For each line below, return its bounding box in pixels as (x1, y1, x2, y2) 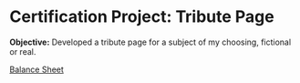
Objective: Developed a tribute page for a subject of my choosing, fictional (9, 36, 292, 47)
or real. (9, 46, 36, 57)
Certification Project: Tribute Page (9, 6, 275, 27)
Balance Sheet (9, 64, 64, 75)
